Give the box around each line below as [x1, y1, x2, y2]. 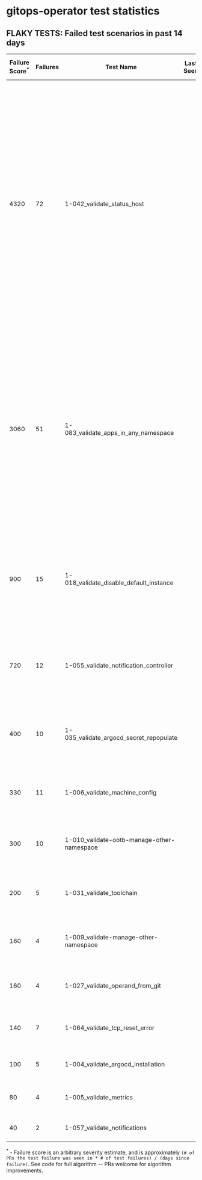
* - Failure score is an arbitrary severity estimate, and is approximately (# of [6, 1148, 195, 1156]
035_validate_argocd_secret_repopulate [64, 734, 178, 742]
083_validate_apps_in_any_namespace [64, 428, 174, 437]
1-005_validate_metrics [64, 1093, 133, 1102]
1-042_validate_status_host [64, 200, 144, 208]
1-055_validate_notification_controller [64, 661, 173, 669]
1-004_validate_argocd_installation [64, 1060, 165, 1068]
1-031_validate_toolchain [64, 889, 138, 897]
